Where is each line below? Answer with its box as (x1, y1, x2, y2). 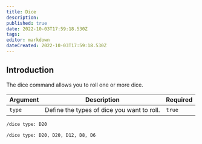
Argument (9, 95, 39, 103)
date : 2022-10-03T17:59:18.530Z (6, 25, 88, 32)
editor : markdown (6, 37, 50, 43)
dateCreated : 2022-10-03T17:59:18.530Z (6, 43, 107, 49)
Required (166, 95, 193, 103)
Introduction (6, 65, 54, 76)
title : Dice (6, 8, 36, 15)
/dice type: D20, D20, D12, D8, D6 (6, 132, 96, 138)
